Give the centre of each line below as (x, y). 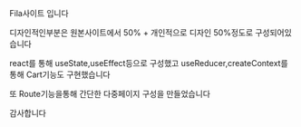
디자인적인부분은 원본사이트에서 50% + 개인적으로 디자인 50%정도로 (131, 33)
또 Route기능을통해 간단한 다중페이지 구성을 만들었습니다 (110, 94)
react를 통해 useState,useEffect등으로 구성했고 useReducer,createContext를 (149, 63)
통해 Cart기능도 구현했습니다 (60, 74)
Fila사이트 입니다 (39, 13)
